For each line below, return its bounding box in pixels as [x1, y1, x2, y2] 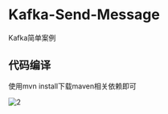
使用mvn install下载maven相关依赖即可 [8, 81, 137, 91]
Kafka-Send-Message [8, 6, 161, 24]
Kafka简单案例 [8, 33, 56, 42]
